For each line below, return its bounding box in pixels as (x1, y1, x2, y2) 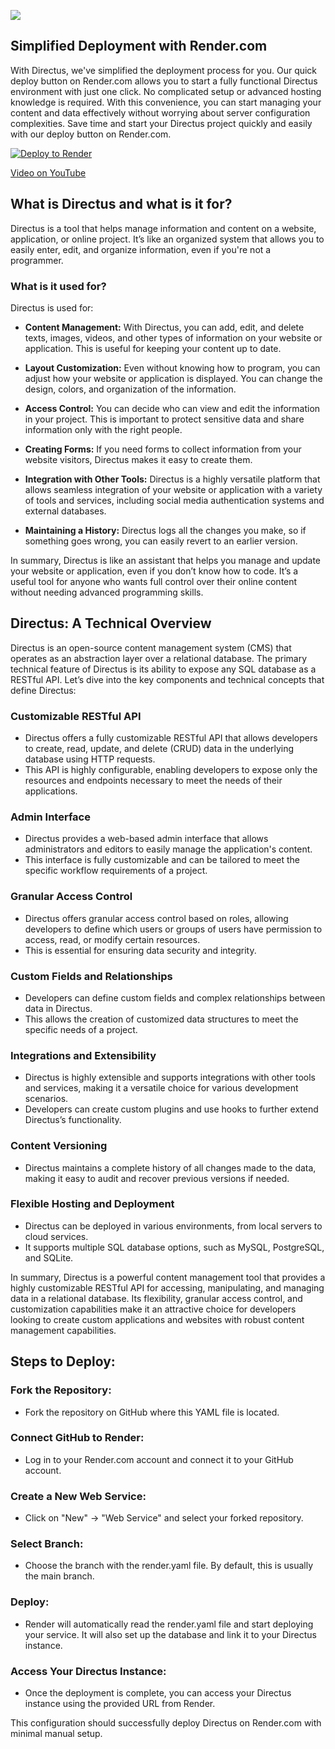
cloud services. (24, 1230, 89, 1242)
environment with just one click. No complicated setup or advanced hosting (10, 85, 322, 97)
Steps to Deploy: (10, 1353, 116, 1370)
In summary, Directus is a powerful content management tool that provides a (10, 1271, 326, 1283)
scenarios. (24, 1093, 69, 1105)
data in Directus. (24, 1002, 93, 1014)
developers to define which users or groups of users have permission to (24, 923, 323, 935)
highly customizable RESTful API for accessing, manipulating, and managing (10, 1281, 325, 1294)
